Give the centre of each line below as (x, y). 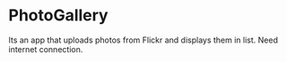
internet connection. (46, 49)
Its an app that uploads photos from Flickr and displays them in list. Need (143, 40)
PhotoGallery (58, 15)
